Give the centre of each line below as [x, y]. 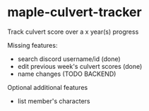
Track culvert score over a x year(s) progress [73, 32]
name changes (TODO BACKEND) [67, 74]
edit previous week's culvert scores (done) [80, 66]
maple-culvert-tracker [75, 12]
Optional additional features [48, 87]
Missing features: [32, 45]
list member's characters [54, 101]
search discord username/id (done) [69, 59]
